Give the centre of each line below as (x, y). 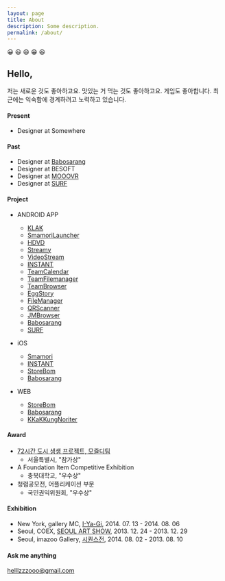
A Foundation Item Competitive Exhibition (75, 467)
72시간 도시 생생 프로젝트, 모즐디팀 (64, 451)
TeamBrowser (47, 286)
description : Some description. (53, 26)
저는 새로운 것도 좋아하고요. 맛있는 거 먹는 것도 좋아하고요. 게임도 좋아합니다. (109, 91)
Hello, (20, 74)
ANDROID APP (38, 214)
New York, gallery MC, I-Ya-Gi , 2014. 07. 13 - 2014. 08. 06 (98, 524)
